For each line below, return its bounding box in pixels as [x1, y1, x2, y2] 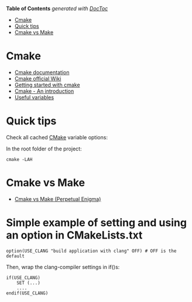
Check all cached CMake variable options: [6, 133, 108, 140]
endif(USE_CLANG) [6, 290, 49, 296]
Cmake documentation [14, 69, 70, 76]
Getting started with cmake [14, 81, 80, 88]
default [6, 253, 25, 259]
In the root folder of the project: [6, 145, 82, 152]
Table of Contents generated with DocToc [6, 5, 108, 12]
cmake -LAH [6, 156, 33, 162]
